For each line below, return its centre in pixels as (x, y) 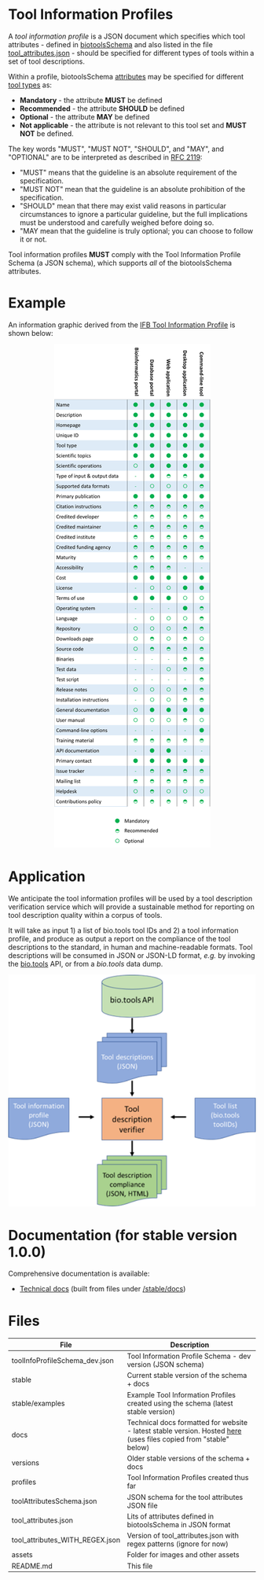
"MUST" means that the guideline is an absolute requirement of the (128, 172)
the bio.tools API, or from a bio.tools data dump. (86, 963)
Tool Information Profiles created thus (188, 1478)
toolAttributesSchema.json (54, 1501)
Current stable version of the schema (187, 1376)
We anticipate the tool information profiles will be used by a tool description (130, 898)
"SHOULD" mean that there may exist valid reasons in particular (123, 205)
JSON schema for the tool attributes (185, 1497)
